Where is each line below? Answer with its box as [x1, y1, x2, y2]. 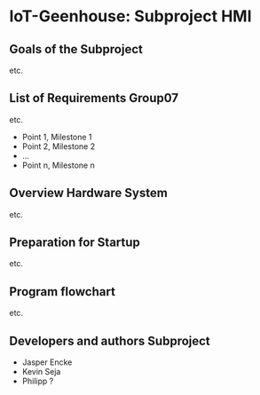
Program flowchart [9, 284, 115, 299]
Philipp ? [21, 375, 54, 387]
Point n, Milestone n [21, 160, 95, 170]
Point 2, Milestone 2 [21, 140, 96, 152]
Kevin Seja [21, 367, 61, 377]
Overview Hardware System [9, 186, 169, 201]
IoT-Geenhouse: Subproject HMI [9, 6, 252, 27]
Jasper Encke [21, 357, 73, 367]
